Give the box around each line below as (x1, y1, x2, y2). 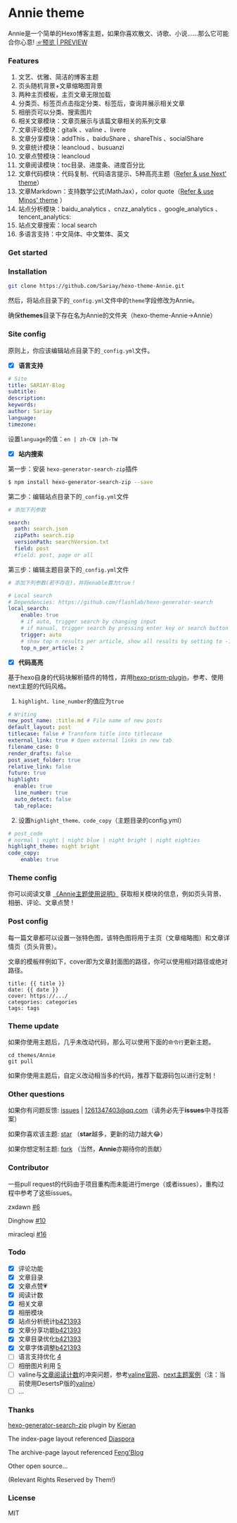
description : (8, 395, 46, 402)
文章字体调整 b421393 (18, 1344, 82, 1352)
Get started (8, 248, 48, 258)
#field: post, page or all (14, 551, 94, 559)
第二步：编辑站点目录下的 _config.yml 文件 (8, 492, 129, 500)
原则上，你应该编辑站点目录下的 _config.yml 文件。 (8, 346, 154, 355)
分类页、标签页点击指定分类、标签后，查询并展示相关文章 (18, 99, 185, 108)
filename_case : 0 (8, 743, 59, 750)
